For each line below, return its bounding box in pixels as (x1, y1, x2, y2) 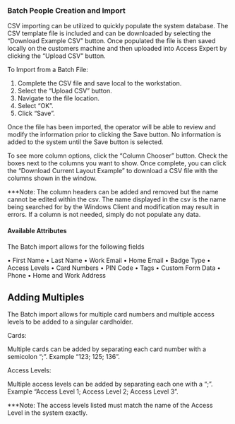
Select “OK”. (17, 102, 54, 110)
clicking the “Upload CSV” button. (7, 52, 106, 60)
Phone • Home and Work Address (7, 271, 106, 279)
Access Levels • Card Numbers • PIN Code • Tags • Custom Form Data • (7, 264, 221, 272)
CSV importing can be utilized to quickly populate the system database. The (7, 22, 229, 30)
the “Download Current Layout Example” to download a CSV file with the (7, 167, 218, 175)
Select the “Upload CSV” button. (17, 87, 112, 95)
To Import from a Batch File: (7, 66, 88, 74)
